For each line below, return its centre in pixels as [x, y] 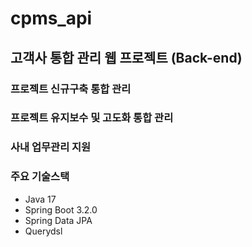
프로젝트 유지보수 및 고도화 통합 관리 [92, 118]
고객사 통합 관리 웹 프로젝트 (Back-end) [126, 57]
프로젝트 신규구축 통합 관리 [71, 89]
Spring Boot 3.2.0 [61, 209]
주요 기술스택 [40, 177]
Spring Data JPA [58, 220]
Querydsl [43, 231]
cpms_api [51, 18]
